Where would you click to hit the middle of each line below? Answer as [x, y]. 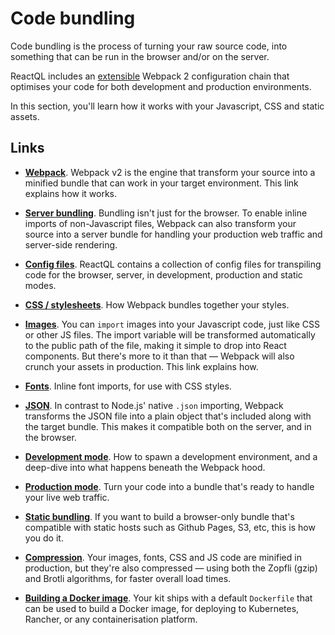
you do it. [44, 538]
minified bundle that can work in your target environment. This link [161, 183]
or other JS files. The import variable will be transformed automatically [170, 334]
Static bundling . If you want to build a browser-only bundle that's [159, 516]
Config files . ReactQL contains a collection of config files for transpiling [173, 264]
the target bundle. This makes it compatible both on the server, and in [168, 426]
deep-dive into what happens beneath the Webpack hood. [145, 467]
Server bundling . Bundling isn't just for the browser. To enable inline [166, 213]
